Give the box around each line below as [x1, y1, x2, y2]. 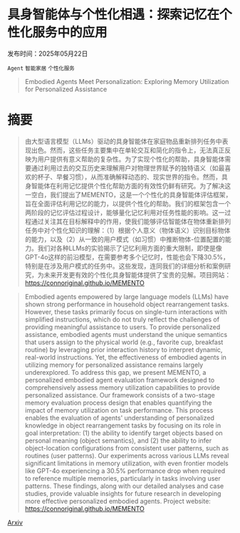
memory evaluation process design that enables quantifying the [24, 398, 212, 407]
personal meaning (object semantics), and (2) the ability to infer [24, 436, 212, 445]
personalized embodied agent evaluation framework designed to [24, 376, 215, 384]
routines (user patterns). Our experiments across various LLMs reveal [24, 451, 229, 460]
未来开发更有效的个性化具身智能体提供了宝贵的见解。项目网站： [43, 270, 231, 279]
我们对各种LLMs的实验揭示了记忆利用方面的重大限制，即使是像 [37, 244, 222, 252]
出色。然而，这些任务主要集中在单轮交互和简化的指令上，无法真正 [31, 145, 225, 154]
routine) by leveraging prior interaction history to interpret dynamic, [24, 345, 223, 353]
